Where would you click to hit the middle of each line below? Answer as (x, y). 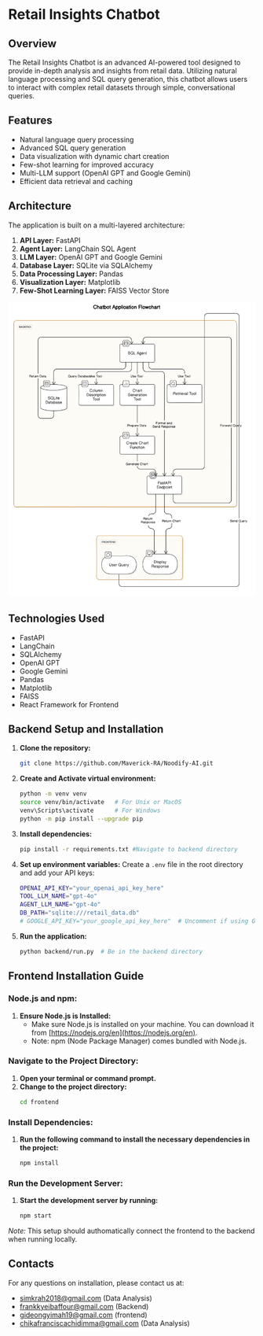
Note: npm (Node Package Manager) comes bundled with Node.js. (139, 1041)
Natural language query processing (77, 139)
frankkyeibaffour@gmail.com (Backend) (84, 1306)
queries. (22, 96)
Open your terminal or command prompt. (88, 1078)
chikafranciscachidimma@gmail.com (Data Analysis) (104, 1323)
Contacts (31, 1264)
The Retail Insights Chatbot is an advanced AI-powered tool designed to (124, 62)
